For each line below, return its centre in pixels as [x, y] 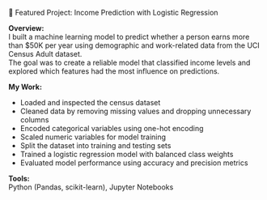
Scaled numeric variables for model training [93, 137]
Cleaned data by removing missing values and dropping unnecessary [136, 111]
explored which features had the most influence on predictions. [114, 71]
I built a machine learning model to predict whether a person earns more [129, 37]
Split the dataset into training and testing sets [95, 145]
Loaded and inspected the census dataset [90, 102]
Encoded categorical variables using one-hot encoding [112, 128]
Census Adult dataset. [45, 54]
